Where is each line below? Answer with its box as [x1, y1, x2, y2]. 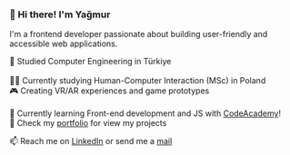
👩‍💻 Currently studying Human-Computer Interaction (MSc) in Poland [9, 75, 266, 86]
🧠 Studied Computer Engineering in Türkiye [9, 56, 172, 67]
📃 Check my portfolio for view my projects [9, 118, 167, 129]
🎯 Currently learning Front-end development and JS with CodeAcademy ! [9, 108, 282, 119]
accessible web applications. [9, 38, 118, 49]
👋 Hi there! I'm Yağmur [9, 8, 111, 21]
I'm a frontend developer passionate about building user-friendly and [9, 29, 268, 40]
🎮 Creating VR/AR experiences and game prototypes [9, 85, 210, 96]
